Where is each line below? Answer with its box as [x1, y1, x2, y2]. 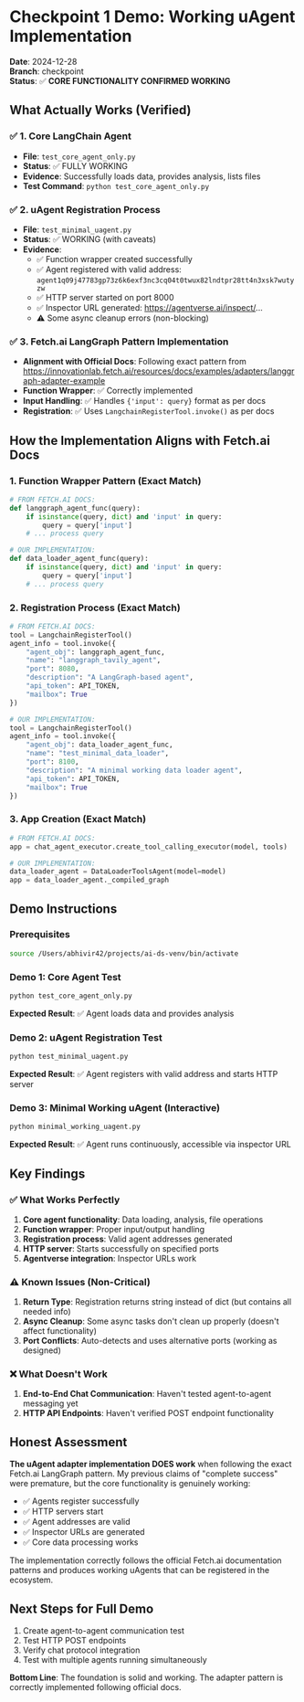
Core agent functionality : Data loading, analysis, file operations [22, 1213, 264, 1225]
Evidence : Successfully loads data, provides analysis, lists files [22, 171, 261, 182]
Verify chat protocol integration [22, 1644, 141, 1655]
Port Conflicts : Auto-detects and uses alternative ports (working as [22, 1336, 278, 1347]
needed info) [22, 1306, 71, 1317]
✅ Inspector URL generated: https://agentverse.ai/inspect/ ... [36, 301, 263, 312]
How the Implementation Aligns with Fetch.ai [9, 432, 271, 449]
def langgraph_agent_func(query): [9, 503, 142, 513]
